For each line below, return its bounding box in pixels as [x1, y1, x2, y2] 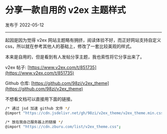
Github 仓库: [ [5, 80, 33, 86]
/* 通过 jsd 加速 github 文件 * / [5, 106, 70, 111]
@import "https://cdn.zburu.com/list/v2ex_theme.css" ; [5, 124, 121, 129]
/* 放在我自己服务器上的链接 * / [5, 120, 63, 125]
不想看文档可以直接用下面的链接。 [5, 96, 75, 102]
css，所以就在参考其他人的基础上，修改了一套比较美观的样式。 [5, 43, 134, 49]
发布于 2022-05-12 [5, 22, 44, 28]
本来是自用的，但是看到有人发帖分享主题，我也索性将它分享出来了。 [5, 54, 145, 60]
